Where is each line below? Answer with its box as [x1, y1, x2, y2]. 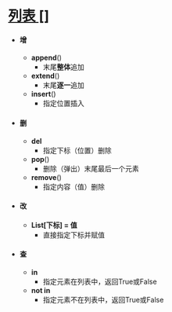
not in [30, 286, 51, 295]
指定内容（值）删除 [42, 182, 106, 191]
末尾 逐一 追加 [42, 80, 84, 90]
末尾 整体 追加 [42, 62, 84, 72]
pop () [30, 154, 50, 163]
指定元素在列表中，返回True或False [42, 277, 158, 286]
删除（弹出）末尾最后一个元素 [42, 163, 139, 173]
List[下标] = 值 [30, 220, 77, 229]
